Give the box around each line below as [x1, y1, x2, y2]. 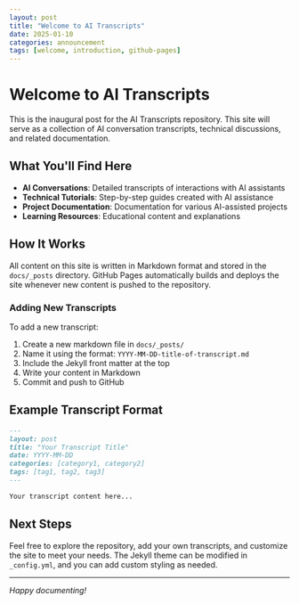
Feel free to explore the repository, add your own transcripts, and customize [9, 540, 288, 551]
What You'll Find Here [9, 159, 133, 174]
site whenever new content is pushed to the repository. [9, 279, 212, 290]
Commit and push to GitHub [21, 376, 125, 388]
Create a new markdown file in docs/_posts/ [21, 339, 185, 349]
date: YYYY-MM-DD [9, 451, 74, 460]
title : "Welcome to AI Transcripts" [9, 21, 145, 30]
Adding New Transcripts [9, 301, 117, 314]
